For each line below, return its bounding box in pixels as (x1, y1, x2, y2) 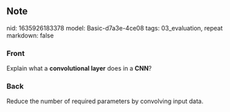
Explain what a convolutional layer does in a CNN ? (6, 64, 152, 73)
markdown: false (6, 31, 55, 39)
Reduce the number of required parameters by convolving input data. (6, 97, 204, 106)
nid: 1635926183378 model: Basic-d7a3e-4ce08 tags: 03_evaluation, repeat (6, 24, 223, 32)
